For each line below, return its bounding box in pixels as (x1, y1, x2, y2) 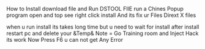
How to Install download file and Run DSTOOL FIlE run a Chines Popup (6, 5, 184, 12)
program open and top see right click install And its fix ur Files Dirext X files (6, 11, 196, 19)
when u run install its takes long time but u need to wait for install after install (6, 24, 199, 30)
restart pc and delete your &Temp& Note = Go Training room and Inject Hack (6, 30, 199, 37)
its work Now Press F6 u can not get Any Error (6, 36, 124, 43)
